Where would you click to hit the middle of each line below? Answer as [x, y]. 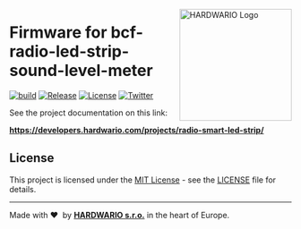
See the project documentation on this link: [89, 113]
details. [23, 189]
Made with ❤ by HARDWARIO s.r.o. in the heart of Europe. [120, 215]
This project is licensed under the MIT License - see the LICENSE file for [142, 180]
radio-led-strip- [69, 51]
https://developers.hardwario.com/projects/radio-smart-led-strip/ [137, 130]
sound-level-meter [82, 71]
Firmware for [58, 33]
